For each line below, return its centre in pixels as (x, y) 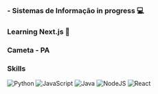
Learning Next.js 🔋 (38, 32)
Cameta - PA (29, 50)
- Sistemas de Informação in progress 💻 (76, 10)
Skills (16, 69)
